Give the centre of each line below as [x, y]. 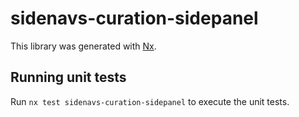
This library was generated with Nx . [83, 46]
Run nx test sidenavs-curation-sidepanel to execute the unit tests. [150, 101]
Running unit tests [68, 77]
